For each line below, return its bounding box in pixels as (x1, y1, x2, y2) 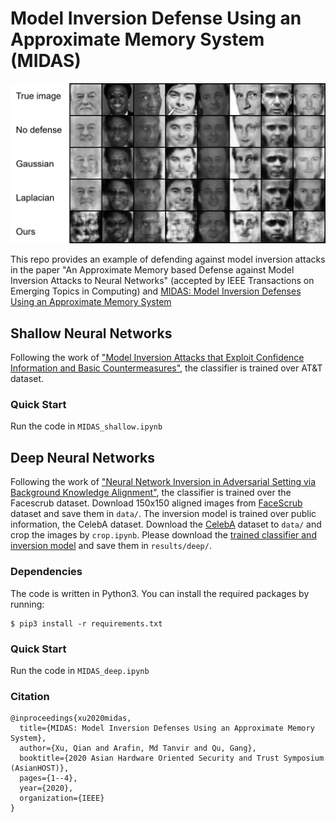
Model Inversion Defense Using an (10, 7, 302, 30)
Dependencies (10, 565, 83, 579)
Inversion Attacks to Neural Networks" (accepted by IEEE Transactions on (10, 275, 315, 287)
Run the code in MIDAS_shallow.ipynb (10, 420, 163, 432)
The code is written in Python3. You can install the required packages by (10, 587, 310, 599)
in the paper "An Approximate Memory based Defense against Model (10, 264, 295, 276)
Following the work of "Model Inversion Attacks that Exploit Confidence (10, 352, 305, 364)
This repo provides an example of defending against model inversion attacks (10, 253, 326, 266)
